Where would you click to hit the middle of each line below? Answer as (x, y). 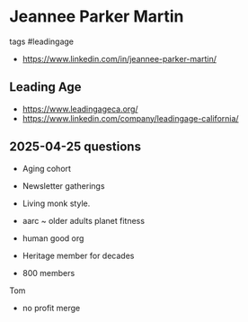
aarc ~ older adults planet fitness (84, 220)
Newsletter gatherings (63, 185)
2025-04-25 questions (75, 147)
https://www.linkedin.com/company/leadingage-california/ (131, 118)
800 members (49, 273)
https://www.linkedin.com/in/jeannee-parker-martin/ (120, 58)
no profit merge (51, 308)
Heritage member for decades (78, 255)
